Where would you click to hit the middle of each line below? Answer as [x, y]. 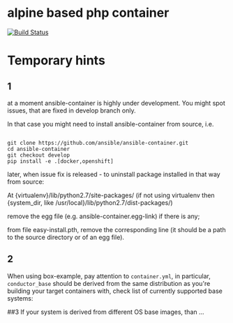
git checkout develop [39, 155]
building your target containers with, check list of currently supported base [115, 291]
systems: [20, 298]
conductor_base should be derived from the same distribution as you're [109, 283]
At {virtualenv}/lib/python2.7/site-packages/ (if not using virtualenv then [111, 195]
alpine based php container [88, 13]
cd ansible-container [39, 149]
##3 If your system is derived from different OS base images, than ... [106, 312]
